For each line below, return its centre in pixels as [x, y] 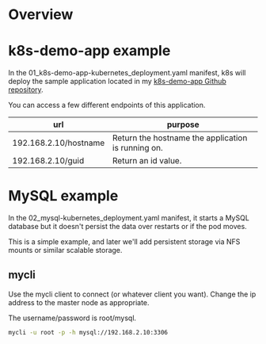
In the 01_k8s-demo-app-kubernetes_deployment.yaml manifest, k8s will [127, 73]
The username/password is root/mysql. [72, 318]
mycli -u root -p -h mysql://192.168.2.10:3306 [88, 332]
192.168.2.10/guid [48, 161]
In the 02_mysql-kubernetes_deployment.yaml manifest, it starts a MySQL [129, 218]
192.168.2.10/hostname [59, 143]
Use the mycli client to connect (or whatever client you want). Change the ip [132, 294]
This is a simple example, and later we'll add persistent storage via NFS [124, 242]
